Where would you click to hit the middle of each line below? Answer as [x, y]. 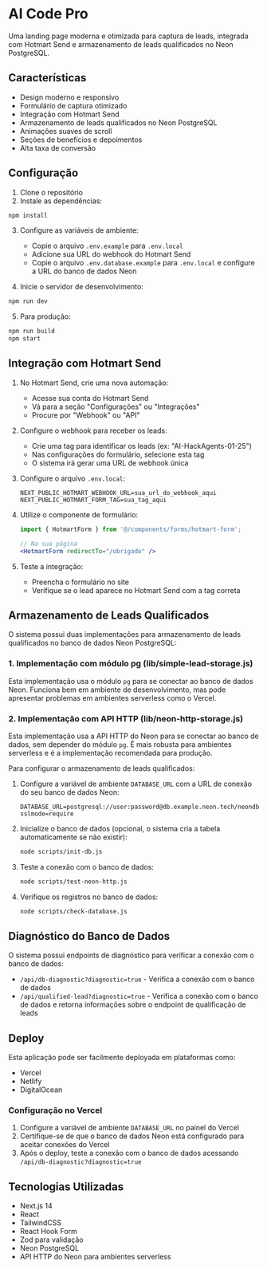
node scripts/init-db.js [61, 851]
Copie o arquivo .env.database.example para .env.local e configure [143, 263]
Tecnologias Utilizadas [66, 1186]
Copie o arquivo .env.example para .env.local [107, 246]
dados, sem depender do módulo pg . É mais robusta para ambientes [120, 744]
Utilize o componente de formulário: [79, 514]
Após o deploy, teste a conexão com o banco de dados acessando [129, 1153]
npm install [28, 215]
